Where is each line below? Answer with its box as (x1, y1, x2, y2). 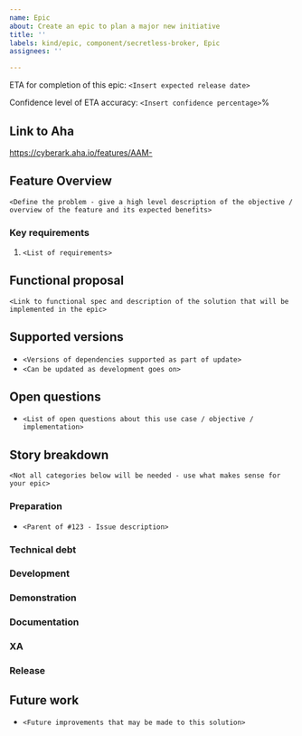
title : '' (9, 30, 47, 39)
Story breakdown (9, 447, 109, 462)
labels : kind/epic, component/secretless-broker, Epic (9, 38, 221, 48)
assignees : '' (9, 47, 63, 56)
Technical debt (9, 543, 77, 556)
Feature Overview (9, 174, 113, 189)
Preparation (9, 500, 63, 513)
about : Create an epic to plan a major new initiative (9, 22, 221, 31)
